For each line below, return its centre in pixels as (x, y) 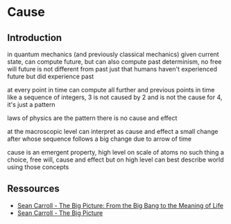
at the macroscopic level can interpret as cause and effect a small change (113, 131)
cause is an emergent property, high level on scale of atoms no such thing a (115, 152)
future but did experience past (51, 76)
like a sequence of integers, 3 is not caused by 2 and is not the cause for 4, (115, 97)
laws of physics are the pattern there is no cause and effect (92, 118)
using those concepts (38, 167)
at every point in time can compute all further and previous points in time (111, 90)
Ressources (34, 189)
